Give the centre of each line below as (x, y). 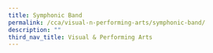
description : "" (35, 30)
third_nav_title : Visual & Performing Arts (81, 37)
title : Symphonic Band (45, 15)
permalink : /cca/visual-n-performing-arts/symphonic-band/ (107, 23)
